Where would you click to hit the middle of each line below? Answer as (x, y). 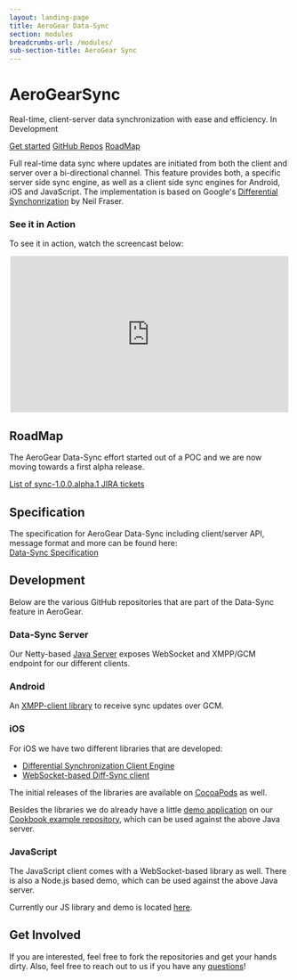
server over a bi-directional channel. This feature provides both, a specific (145, 173)
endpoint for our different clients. (70, 664)
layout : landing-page (49, 17)
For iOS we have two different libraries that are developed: (116, 748)
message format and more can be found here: (93, 543)
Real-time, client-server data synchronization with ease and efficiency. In (143, 119)
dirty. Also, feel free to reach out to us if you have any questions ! (128, 966)
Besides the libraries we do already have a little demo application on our (141, 809)
